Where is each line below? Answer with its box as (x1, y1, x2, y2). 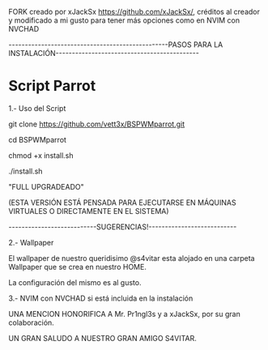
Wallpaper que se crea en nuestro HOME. (8, 262, 147, 271)
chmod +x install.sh (8, 150, 74, 160)
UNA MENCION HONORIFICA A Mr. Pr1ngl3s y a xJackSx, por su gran (8, 309, 240, 318)
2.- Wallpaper (8, 237, 54, 247)
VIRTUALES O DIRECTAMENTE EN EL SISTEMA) (8, 206, 169, 216)
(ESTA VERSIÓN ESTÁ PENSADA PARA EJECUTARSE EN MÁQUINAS (8, 198, 236, 207)
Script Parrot (8, 77, 96, 96)
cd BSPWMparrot (8, 134, 67, 144)
